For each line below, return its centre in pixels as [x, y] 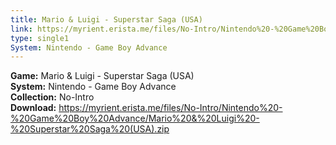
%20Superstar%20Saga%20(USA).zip [90, 129]
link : [21, 29]
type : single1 [40, 38]
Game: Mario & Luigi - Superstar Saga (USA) [102, 76]
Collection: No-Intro [52, 97]
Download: [33, 108]
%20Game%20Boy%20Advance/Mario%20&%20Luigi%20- [135, 118]
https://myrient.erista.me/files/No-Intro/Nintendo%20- [170, 108]
